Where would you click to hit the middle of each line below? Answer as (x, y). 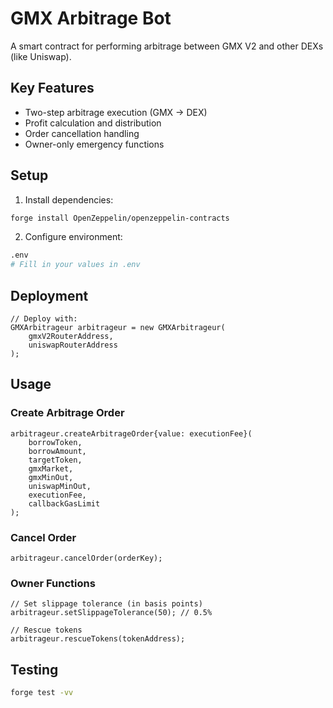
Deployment (49, 295)
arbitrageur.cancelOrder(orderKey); (86, 558)
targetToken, (55, 460)
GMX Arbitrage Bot (91, 18)
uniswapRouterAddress (73, 345)
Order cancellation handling (82, 133)
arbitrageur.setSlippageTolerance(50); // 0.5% (111, 613)
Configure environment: (73, 237)
